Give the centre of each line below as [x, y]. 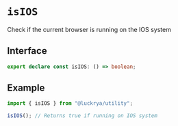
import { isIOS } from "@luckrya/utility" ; [70, 104]
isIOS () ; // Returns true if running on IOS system [82, 116]
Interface [27, 51]
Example [26, 88]
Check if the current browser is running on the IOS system [89, 29]
